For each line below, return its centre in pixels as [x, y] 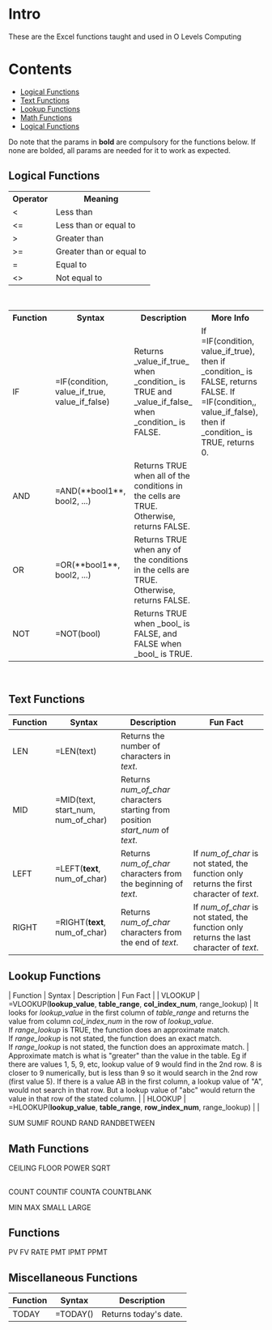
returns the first [223, 884]
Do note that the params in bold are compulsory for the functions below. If [132, 142]
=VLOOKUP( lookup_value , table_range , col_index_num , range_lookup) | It [134, 1004]
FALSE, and [155, 633]
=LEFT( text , [78, 868]
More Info [230, 318]
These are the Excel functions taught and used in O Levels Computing [125, 36]
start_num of [145, 829]
